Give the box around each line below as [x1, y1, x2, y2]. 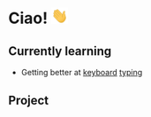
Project [8, 92, 49, 108]
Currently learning [8, 43, 112, 58]
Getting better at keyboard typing [20, 67, 143, 78]
